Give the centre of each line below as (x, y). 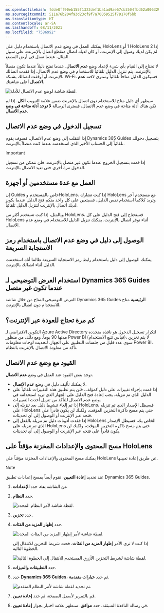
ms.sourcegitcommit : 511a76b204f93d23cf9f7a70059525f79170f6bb (71, 14)
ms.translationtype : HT (30, 19)
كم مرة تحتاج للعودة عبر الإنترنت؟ (50, 320)
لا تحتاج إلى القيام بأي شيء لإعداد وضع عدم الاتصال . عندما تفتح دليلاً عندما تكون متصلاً (82, 66)
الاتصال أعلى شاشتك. (25, 82)
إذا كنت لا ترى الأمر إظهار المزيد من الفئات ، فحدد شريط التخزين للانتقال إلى (80, 543)
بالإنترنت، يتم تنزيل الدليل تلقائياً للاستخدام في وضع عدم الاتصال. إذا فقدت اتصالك (78, 71)
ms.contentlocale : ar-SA (31, 23)
